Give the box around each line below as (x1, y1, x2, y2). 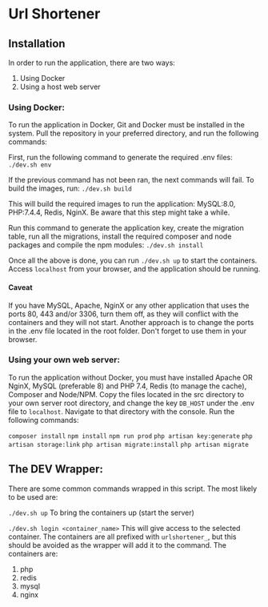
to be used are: (8, 492, 58, 501)
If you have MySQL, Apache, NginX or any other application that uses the (8, 300, 250, 310)
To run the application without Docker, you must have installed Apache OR (8, 372, 254, 382)
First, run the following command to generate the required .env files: (8, 153, 234, 163)
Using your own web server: (8, 354, 120, 365)
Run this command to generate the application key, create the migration (8, 223, 244, 233)
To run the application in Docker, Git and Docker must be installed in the (8, 120, 246, 130)
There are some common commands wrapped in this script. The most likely (8, 484, 258, 493)
